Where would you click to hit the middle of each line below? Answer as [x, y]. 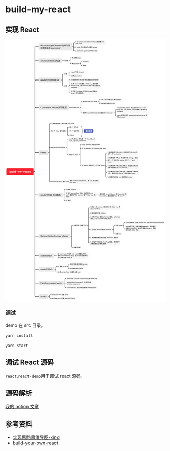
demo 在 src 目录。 [25, 325]
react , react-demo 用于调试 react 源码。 [45, 376]
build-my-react [38, 9]
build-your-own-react [35, 443]
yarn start [17, 346]
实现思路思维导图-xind [36, 437]
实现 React [22, 29]
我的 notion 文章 [22, 407]
